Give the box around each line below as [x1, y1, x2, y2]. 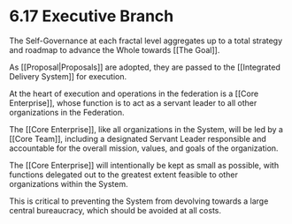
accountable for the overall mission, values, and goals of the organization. [9, 143, 279, 153]
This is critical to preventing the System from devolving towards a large [9, 196, 269, 206]
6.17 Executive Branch [9, 6, 174, 26]
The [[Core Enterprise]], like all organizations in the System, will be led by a [9, 123, 283, 134]
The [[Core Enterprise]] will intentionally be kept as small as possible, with [9, 160, 280, 170]
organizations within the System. [9, 178, 128, 189]
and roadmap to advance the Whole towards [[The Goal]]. [9, 44, 220, 55]
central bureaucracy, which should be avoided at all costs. [9, 205, 222, 215]
